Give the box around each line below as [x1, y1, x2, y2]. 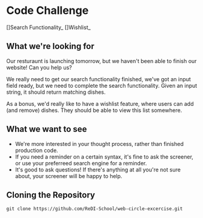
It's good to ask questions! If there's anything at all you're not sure [15, 166, 181, 173]
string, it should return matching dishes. [6, 88, 106, 96]
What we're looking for [6, 41, 95, 51]
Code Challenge [6, 4, 89, 18]
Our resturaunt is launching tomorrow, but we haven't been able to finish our [6, 57, 197, 64]
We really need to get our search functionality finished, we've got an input [6, 75, 191, 82]
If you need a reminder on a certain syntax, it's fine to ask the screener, [15, 153, 194, 160]
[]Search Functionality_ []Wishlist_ [6, 24, 91, 31]
